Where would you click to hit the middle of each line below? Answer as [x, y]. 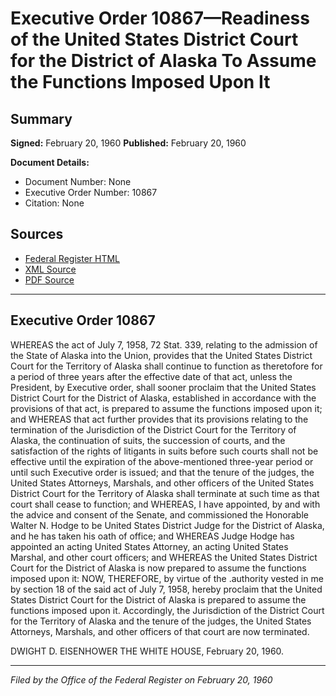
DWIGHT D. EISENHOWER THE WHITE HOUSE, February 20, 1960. [147, 651]
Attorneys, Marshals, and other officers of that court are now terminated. [160, 631]
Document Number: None [78, 181]
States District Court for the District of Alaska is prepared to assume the [158, 599]
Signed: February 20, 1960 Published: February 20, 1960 [128, 143]
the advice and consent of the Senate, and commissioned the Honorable [159, 514]
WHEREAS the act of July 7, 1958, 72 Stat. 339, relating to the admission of [164, 344]
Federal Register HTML [72, 258]
